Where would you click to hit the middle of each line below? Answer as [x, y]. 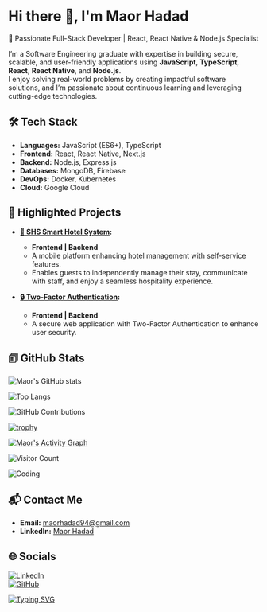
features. [46, 264]
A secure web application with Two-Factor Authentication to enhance [145, 324]
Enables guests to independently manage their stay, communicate [139, 272]
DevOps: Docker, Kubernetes [68, 179]
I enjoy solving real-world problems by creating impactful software [117, 79]
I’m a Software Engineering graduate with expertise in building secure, [123, 53]
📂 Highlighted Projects [65, 213]
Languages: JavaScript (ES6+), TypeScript [90, 145]
